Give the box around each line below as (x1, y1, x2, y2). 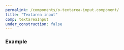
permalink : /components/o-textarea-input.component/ (5, 7, 119, 13)
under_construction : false (5, 21, 63, 27)
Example (5, 38, 27, 45)
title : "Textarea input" (5, 12, 58, 17)
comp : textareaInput (5, 17, 49, 22)
